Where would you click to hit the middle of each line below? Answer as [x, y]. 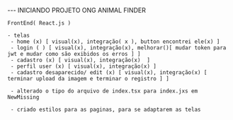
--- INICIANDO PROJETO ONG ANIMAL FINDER [77, 10]
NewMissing [23, 97]
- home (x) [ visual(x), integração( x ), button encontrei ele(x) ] [115, 42]
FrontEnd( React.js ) [39, 23]
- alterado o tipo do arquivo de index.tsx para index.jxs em [104, 91]
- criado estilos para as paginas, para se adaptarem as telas [106, 109]
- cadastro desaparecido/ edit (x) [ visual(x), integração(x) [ [109, 73]
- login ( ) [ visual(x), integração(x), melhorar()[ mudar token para [118, 48]
